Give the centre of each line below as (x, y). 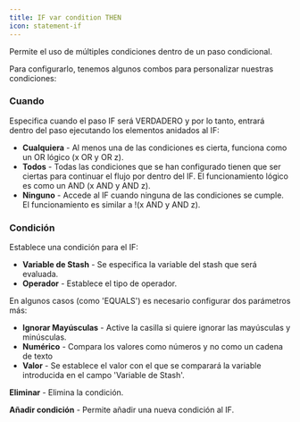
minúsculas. (44, 337)
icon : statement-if (46, 26)
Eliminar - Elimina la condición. (67, 392)
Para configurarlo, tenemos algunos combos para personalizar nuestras (142, 69)
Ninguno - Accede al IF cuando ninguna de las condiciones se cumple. (153, 195)
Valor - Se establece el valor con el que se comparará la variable (142, 366)
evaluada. (40, 274)
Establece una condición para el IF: (74, 248)
